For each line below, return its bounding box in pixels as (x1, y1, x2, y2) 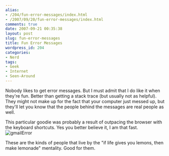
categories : (5, 50, 31, 55)
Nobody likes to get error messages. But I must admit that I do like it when (5, 87, 160, 93)
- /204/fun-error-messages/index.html (5, 12, 88, 17)
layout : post (5, 31, 33, 36)
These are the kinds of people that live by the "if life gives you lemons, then (5, 139, 164, 145)
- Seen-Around (5, 74, 36, 79)
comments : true (5, 21, 38, 27)
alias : (5, 7, 19, 13)
